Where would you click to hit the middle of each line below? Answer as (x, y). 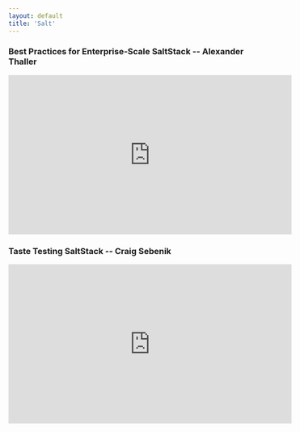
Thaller (23, 61)
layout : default (36, 16)
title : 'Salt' (32, 23)
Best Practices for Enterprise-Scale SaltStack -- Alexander (126, 52)
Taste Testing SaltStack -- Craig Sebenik (90, 251)
